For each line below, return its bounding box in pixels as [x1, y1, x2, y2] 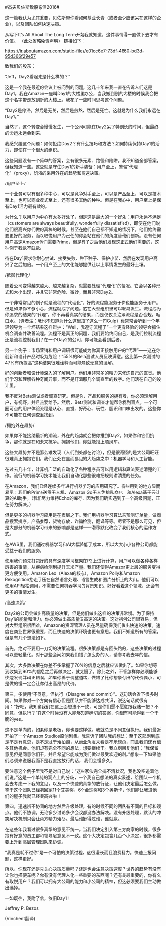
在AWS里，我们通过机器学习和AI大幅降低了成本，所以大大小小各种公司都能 [5, 541, 158, 547]
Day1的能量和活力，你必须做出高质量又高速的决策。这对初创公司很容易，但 [5, 617, 158, 622]
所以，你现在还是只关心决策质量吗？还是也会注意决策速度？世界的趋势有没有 [5, 866, 161, 872]
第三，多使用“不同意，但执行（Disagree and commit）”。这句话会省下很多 [5, 691, 154, 697]
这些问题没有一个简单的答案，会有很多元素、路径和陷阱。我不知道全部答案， [5, 158, 161, 163]
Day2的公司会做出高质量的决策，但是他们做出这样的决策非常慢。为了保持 [5, 610, 155, 616]
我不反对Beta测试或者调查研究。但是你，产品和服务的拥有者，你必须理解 [5, 393, 153, 399]
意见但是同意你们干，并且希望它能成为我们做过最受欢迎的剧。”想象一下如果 [5, 751, 157, 757]
